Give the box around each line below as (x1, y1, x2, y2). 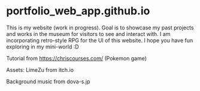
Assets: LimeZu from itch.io (6, 66, 74, 73)
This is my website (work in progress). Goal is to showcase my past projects (6, 24, 194, 31)
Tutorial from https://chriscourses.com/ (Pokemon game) (6, 54, 147, 62)
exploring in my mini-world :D (6, 43, 79, 50)
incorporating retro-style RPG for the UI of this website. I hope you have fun (6, 37, 193, 44)
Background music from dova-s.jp (6, 78, 90, 85)
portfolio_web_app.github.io (6, 4, 150, 18)
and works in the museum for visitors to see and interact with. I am (6, 30, 171, 37)
